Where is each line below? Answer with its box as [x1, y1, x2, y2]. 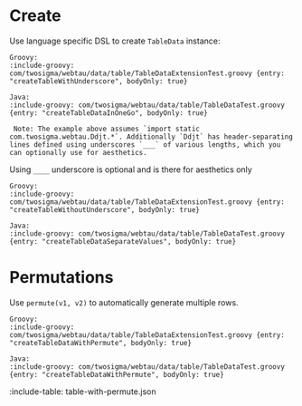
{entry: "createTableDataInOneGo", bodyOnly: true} [9, 108, 208, 118]
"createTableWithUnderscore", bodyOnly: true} [9, 76, 188, 86]
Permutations [9, 267, 114, 288]
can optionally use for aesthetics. [9, 148, 147, 157]
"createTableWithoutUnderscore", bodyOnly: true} [9, 205, 201, 214]
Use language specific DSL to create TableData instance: [9, 35, 221, 46]
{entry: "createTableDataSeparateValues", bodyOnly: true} [9, 237, 237, 246]
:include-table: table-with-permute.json [9, 386, 156, 397]
